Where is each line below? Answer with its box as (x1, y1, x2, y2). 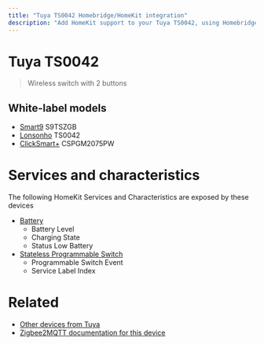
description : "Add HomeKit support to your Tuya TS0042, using (8, 19, 220, 27)
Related (8, 294, 59, 311)
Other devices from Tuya (19, 320, 101, 329)
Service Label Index (31, 266, 96, 276)
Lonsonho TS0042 (19, 130, 81, 140)
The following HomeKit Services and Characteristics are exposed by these (8, 193, 249, 202)
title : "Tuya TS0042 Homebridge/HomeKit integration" (8, 11, 189, 20)
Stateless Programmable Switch (19, 249, 123, 259)
